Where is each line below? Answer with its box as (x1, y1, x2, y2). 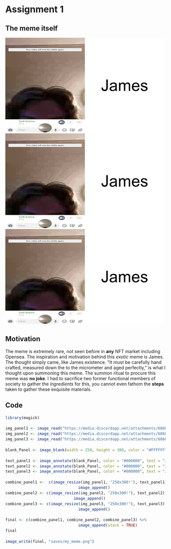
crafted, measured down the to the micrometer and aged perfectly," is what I (5, 364, 166, 370)
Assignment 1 (5, 4, 64, 15)
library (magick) (5, 415, 40, 420)
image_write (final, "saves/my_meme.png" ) (5, 539, 95, 544)
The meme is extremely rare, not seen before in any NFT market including (5, 348, 160, 354)
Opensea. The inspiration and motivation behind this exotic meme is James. (5, 354, 164, 360)
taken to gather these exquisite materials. (5, 386, 92, 392)
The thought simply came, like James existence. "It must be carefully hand (5, 359, 162, 365)
